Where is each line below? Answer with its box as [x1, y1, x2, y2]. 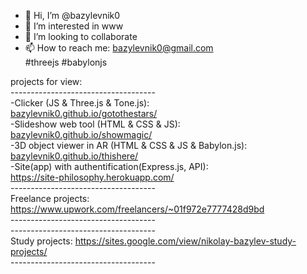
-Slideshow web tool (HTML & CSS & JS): [10, 118, 181, 130]
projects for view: [10, 76, 83, 87]
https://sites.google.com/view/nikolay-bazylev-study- [74, 235, 297, 247]
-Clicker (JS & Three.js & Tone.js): [10, 97, 150, 109]
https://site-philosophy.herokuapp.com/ [10, 171, 175, 183]
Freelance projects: [10, 193, 90, 204]
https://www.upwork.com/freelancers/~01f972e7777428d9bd [10, 203, 265, 215]
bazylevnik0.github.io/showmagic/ [10, 129, 153, 140]
